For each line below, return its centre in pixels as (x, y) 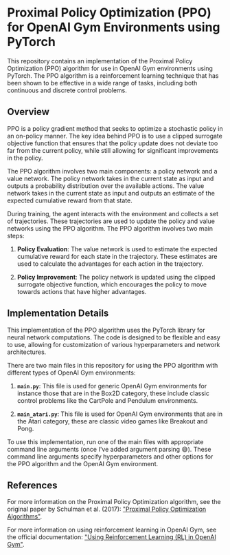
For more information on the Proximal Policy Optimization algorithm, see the (114, 502)
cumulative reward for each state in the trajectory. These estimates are (117, 256)
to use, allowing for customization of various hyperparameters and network (114, 344)
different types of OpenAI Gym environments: (71, 373)
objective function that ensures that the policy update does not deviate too (113, 143)
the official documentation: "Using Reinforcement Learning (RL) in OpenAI (112, 537)
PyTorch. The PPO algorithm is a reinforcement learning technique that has (113, 75)
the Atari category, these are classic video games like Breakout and (112, 421)
